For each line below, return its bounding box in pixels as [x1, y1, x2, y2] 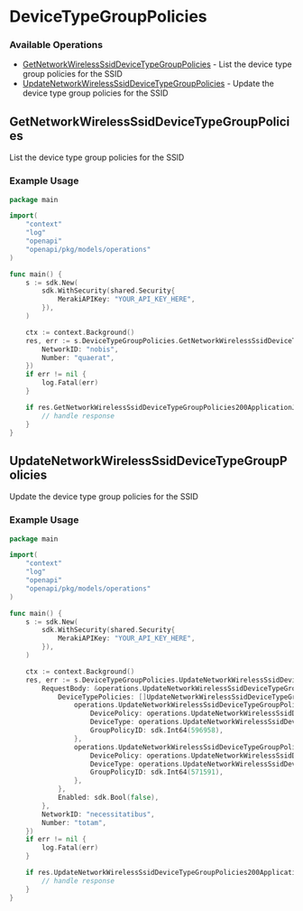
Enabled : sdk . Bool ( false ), [57, 793, 160, 803]
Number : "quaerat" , [41, 353, 115, 362]
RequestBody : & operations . [41, 683, 143, 693]
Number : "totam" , [41, 818, 106, 827]
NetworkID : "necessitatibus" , [41, 810, 155, 819]
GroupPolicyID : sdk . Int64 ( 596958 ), [89, 726, 224, 735]
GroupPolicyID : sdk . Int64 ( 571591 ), [89, 767, 224, 777]
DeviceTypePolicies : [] [57, 693, 147, 702]
